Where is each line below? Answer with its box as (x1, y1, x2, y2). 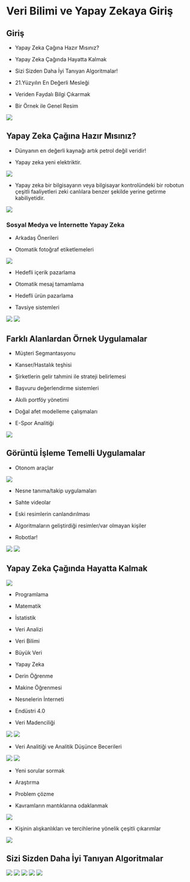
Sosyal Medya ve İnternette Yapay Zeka (6, 221, 125, 229)
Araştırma (14, 779, 40, 786)
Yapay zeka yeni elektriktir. (14, 158, 82, 166)
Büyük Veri (14, 649, 42, 656)
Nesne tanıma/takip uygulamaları (14, 487, 97, 494)
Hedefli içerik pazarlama (14, 269, 76, 276)
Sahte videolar (14, 498, 51, 506)
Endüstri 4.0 (14, 707, 46, 714)
